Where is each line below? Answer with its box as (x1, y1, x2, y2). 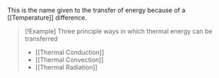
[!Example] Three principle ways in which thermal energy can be (24, 27, 213, 35)
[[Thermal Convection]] (35, 56, 104, 64)
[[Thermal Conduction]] (35, 48, 105, 56)
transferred (24, 34, 58, 43)
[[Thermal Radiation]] (35, 63, 97, 71)
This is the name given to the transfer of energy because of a (7, 6, 186, 14)
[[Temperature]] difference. (7, 13, 87, 22)
